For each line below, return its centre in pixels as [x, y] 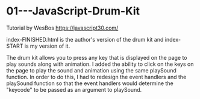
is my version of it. [47, 46]
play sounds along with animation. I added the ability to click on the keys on [100, 64]
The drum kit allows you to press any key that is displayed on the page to [97, 57]
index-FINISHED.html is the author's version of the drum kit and [85, 39]
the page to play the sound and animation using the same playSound [91, 70]
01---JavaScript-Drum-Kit [73, 11]
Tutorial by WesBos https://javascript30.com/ [62, 28]
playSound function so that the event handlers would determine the [90, 83]
